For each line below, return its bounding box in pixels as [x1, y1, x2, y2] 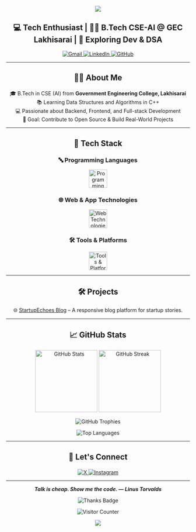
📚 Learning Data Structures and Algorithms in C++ [37, 99, 159, 106]
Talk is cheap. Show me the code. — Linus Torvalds [34, 485, 162, 492]
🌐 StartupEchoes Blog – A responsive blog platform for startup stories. [13, 306, 183, 313]
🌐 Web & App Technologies [58, 196, 138, 204]
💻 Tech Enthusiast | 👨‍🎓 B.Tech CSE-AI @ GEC [13, 23, 183, 33]
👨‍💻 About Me [73, 73, 123, 83]
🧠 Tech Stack [73, 138, 123, 148]
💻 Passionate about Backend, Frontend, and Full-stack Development [15, 108, 181, 115]
